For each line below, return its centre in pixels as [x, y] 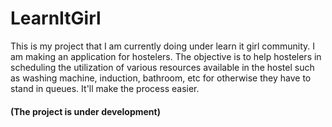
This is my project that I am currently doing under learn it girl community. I [163, 46]
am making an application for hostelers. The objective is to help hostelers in [166, 56]
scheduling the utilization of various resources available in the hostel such [162, 67]
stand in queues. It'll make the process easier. [105, 88]
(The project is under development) [85, 111]
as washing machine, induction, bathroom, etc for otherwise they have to [161, 78]
